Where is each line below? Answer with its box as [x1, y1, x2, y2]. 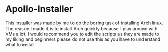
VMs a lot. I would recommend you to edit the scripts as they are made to [5, 31, 159, 37]
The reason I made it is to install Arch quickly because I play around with [5, 25, 158, 31]
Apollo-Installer [5, 3, 74, 15]
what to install [5, 41, 35, 47]
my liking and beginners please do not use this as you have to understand [5, 36, 161, 42]
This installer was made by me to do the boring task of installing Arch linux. [5, 20, 163, 26]
